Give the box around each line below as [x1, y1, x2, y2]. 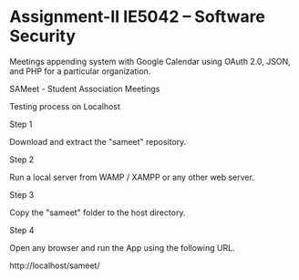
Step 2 [9, 153, 35, 165]
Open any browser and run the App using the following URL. [9, 242, 235, 253]
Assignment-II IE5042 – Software [9, 6, 266, 27]
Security [9, 26, 76, 47]
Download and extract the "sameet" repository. [9, 136, 187, 147]
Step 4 [9, 224, 35, 235]
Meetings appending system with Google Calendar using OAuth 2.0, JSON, [9, 56, 292, 67]
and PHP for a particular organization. [9, 66, 151, 77]
